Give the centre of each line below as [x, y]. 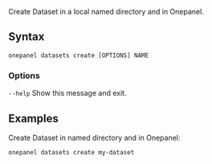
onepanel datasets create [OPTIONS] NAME [79, 55]
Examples [33, 119]
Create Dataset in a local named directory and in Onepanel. [106, 12]
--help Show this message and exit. [67, 93]
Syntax [26, 37]
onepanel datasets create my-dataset [71, 152]
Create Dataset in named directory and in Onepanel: [94, 137]
